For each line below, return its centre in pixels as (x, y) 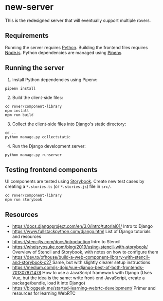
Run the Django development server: (49, 146)
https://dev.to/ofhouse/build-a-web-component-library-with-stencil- (81, 257)
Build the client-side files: (37, 97)
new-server (29, 7)
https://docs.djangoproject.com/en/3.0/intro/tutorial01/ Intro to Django (82, 226)
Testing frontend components (51, 170)
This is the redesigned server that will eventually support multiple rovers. (78, 20)
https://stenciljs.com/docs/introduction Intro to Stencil (66, 242)
